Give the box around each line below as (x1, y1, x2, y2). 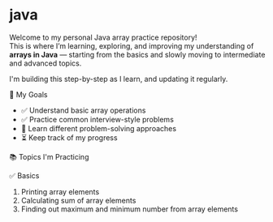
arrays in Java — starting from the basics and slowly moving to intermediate (9, 49, 266, 59)
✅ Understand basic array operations (20, 105, 146, 115)
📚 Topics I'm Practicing (9, 152, 89, 161)
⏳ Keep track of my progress (20, 132, 118, 143)
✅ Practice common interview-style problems (20, 114, 174, 124)
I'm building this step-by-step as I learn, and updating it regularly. (9, 74, 228, 83)
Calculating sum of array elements (20, 195, 136, 205)
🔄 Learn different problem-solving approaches (20, 123, 177, 133)
